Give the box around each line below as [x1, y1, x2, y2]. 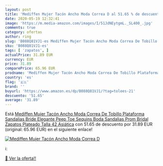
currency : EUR [5, 57, 34, 62]
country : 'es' [5, 75, 34, 80]
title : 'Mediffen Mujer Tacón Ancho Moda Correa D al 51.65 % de [5, 12, 140, 17]
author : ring [5, 35, 32, 39]
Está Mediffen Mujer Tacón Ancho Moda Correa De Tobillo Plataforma [5, 111, 145, 117]
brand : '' [5, 84, 25, 89]
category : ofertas [5, 30, 42, 35]
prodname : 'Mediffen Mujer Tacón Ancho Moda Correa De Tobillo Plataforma [5, 71, 160, 75]
